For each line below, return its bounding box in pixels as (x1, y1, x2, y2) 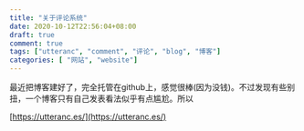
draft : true (9, 30, 55, 39)
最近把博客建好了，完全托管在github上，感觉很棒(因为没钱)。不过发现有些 (9, 82, 288, 92)
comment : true (9, 38, 64, 48)
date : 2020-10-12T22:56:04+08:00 (9, 22, 137, 31)
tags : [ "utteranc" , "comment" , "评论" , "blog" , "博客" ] (9, 47, 221, 56)
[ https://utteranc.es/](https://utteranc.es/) (9, 111, 167, 122)
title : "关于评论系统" (9, 13, 88, 23)
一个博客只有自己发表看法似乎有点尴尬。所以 (25, 93, 194, 104)
